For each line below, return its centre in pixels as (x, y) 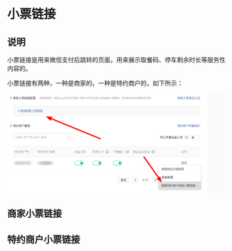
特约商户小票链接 (44, 239)
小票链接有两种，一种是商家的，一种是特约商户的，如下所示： (95, 83)
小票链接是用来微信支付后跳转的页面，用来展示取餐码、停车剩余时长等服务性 (116, 60)
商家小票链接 (35, 214)
